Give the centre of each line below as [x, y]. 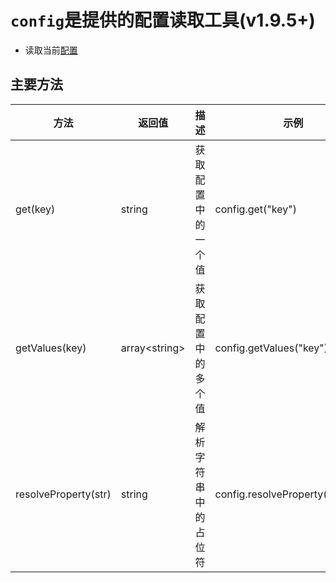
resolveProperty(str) [63, 494]
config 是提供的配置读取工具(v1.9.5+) [163, 20]
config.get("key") [255, 209]
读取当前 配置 [51, 50]
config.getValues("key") [271, 348]
